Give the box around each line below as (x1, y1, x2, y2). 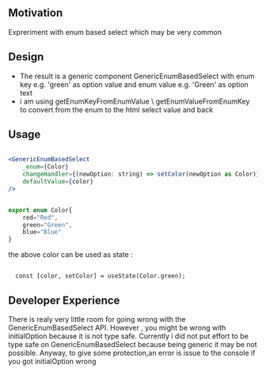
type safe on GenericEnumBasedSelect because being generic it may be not (8, 340, 257, 349)
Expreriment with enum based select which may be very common (8, 27, 222, 36)
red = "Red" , (22, 213, 59, 221)
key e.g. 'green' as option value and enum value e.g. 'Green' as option (19, 79, 249, 89)
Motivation (8, 6, 63, 20)
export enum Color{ (8, 206, 73, 214)
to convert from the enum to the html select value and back (19, 104, 214, 114)
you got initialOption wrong (8, 357, 97, 366)
